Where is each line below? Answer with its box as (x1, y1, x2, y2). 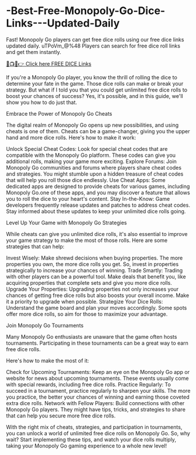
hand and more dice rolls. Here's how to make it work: (6, 134, 136, 141)
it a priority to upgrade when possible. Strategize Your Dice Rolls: (6, 298, 163, 305)
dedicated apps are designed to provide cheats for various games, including (6, 183, 190, 190)
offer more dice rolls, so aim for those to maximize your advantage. (6, 310, 168, 318)
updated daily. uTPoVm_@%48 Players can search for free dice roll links (6, 42, 180, 49)
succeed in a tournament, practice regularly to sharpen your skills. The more (6, 387, 191, 394)
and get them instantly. (6, 48, 61, 55)
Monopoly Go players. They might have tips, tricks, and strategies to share (6, 406, 186, 413)
